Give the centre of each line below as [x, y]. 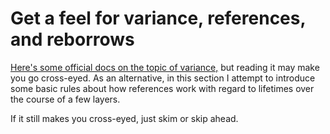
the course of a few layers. [65, 99]
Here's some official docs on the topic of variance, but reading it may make [165, 67]
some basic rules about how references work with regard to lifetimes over [162, 88]
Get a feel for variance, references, [158, 18]
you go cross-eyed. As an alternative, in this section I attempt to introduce [163, 78]
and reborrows [72, 39]
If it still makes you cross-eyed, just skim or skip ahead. [124, 118]
